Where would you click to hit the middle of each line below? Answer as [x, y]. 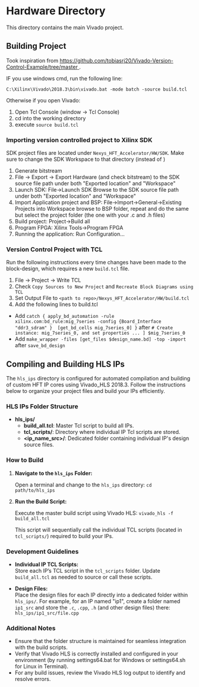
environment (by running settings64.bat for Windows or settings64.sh [100, 660]
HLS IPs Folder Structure [42, 407]
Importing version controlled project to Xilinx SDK [79, 140]
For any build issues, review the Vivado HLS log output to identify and [100, 673]
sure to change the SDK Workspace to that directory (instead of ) [86, 160]
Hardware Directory [56, 11]
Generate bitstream [38, 171]
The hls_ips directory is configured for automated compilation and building [98, 379]
